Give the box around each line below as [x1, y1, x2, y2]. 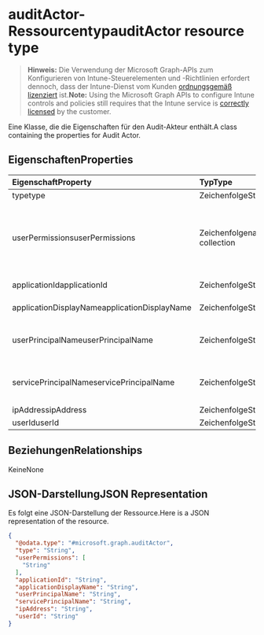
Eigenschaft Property [12, 176, 92, 187]
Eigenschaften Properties [8, 153, 134, 167]
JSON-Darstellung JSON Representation [8, 487, 208, 500]
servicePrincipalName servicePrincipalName [12, 376, 175, 387]
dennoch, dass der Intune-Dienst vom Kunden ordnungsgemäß [27, 81, 233, 91]
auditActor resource [109, 22, 245, 40]
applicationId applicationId [12, 279, 108, 290]
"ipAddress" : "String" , [15, 605, 93, 613]
